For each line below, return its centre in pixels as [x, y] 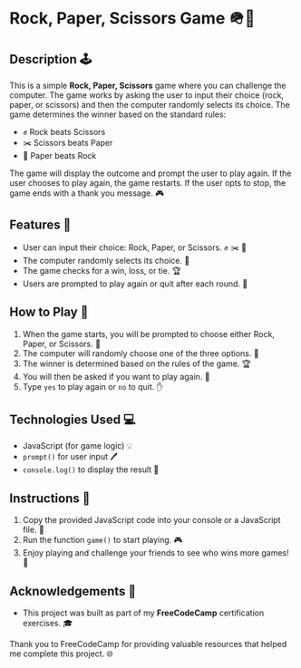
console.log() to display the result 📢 [91, 470]
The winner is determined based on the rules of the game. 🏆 [136, 363]
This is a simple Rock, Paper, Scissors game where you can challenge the [148, 85]
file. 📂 [34, 530]
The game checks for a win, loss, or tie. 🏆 [102, 270]
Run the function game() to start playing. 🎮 [102, 540]
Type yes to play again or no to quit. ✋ [92, 386]
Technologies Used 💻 [73, 420]
